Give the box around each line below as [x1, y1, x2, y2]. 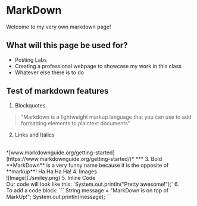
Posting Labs [14, 56, 47, 63]
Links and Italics [14, 131, 55, 138]
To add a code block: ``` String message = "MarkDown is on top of [6, 186, 169, 194]
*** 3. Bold [135, 155, 162, 162]
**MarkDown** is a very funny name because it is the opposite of [6, 161, 169, 169]
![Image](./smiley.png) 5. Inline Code [6, 174, 96, 181]
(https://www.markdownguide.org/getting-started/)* [6, 155, 135, 162]
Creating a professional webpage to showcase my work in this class [14, 62, 182, 69]
